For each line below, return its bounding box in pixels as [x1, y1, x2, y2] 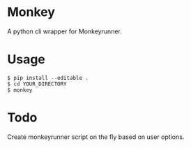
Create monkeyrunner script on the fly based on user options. [7, 133, 185, 141]
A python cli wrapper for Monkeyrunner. [7, 27, 122, 35]
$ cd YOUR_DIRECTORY [7, 81, 68, 88]
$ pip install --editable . [7, 74, 89, 81]
